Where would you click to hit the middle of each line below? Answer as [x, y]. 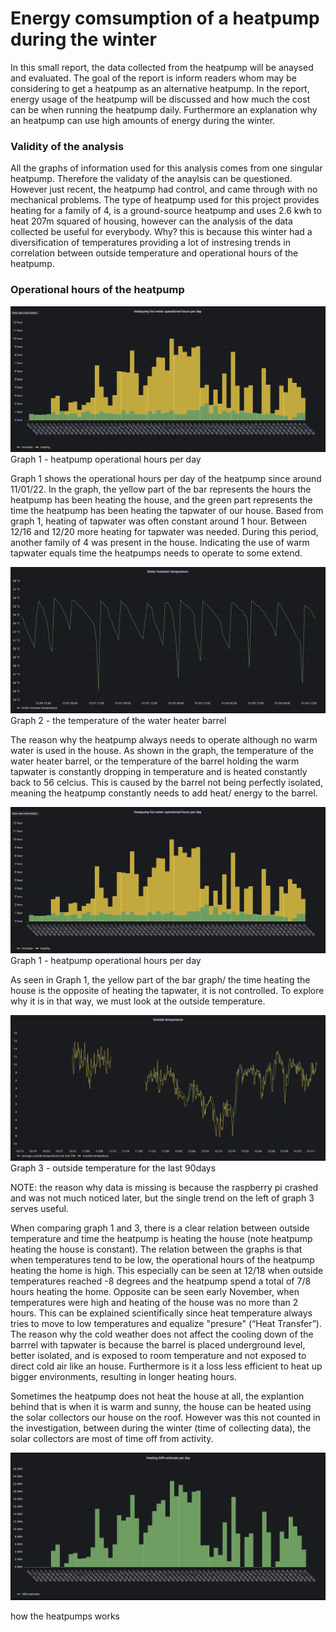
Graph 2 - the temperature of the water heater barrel [118, 721]
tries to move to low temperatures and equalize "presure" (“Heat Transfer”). [166, 1324]
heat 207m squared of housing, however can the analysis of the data [151, 221]
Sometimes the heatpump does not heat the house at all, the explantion [157, 1396]
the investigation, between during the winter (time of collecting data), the [161, 1428]
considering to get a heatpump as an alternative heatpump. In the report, [160, 88]
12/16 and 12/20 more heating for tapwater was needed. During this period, [164, 532]
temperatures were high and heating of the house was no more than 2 [154, 1303]
